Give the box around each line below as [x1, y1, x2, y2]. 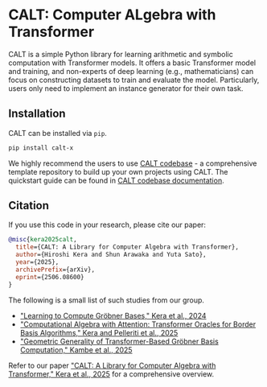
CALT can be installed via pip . [8, 128, 107, 138]
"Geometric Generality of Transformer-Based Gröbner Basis [19, 336, 219, 346]
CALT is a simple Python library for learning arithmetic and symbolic [8, 49, 233, 59]
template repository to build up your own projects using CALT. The [8, 167, 228, 176]
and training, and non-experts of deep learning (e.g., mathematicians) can [8, 66, 254, 76]
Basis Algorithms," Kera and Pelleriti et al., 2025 [19, 327, 179, 337]
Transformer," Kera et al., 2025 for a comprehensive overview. [8, 368, 215, 379]
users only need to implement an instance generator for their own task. [8, 83, 244, 93]
